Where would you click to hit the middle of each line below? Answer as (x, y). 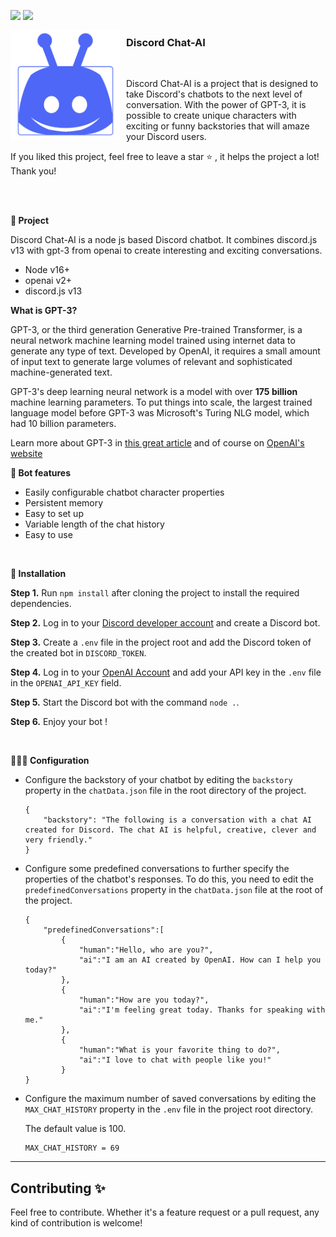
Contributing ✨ (58, 1188)
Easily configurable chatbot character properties (124, 492)
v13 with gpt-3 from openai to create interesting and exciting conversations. (166, 251)
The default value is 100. (75, 1129)
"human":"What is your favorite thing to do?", (179, 1050)
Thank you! (33, 171)
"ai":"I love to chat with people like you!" (175, 1060)
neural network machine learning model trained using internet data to (153, 341)
